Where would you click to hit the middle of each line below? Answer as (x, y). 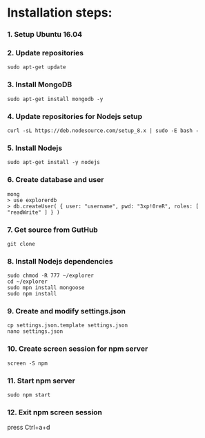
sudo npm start (29, 395)
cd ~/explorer (28, 282)
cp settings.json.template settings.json (68, 326)
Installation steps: (60, 13)
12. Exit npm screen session (55, 412)
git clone (21, 244)
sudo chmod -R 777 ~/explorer (51, 276)
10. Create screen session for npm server (78, 349)
